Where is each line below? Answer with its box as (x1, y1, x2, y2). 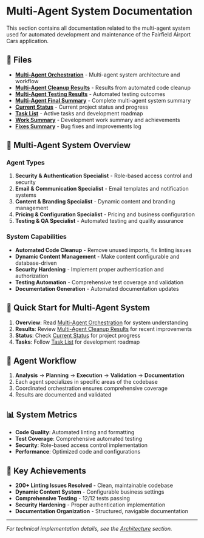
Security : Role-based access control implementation (15, 441, 148, 449)
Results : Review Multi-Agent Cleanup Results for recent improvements (15, 325, 192, 332)
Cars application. (6, 37, 49, 44)
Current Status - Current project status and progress (15, 103, 149, 111)
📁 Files (6, 55, 32, 65)
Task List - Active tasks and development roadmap (15, 109, 143, 117)
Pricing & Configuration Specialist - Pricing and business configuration (15, 211, 195, 218)
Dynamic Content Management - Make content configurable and (15, 253, 180, 260)
